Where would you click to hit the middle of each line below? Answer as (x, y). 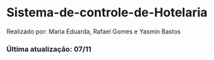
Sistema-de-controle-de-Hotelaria (107, 13)
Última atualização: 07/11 (49, 49)
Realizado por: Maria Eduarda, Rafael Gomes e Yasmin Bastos (94, 31)
